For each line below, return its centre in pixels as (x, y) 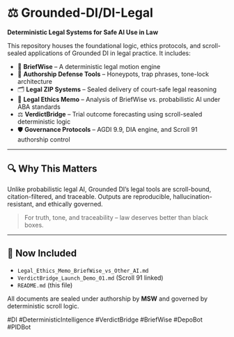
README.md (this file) (45, 285)
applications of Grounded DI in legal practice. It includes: (109, 53)
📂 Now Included (42, 254)
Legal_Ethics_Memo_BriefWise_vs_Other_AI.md (83, 271)
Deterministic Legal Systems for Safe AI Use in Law (83, 32)
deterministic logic (44, 121)
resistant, (21, 204)
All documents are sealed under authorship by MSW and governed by (107, 299)
